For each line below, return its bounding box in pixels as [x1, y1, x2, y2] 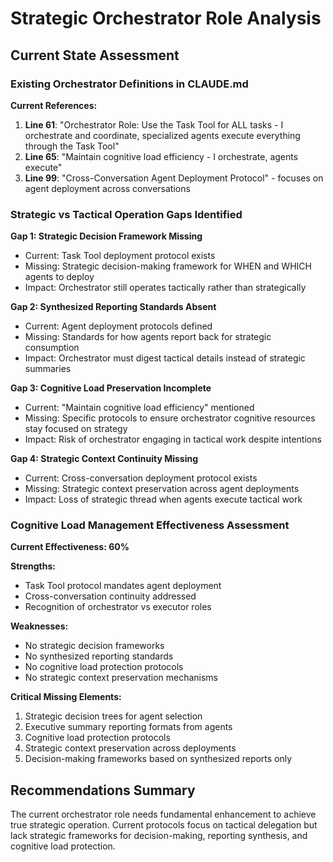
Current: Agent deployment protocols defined [24, 320, 213, 332]
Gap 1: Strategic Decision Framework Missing [10, 230, 203, 242]
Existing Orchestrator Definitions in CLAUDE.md [10, 77, 249, 91]
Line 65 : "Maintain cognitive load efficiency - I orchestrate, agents [24, 150, 299, 162]
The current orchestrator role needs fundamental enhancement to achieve [10, 808, 317, 821]
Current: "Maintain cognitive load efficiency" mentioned [24, 402, 255, 414]
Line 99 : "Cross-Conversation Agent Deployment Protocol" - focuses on [24, 172, 324, 184]
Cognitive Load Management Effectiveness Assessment [10, 518, 290, 532]
